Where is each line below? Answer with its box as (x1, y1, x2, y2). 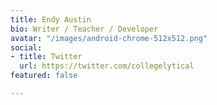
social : (10, 42, 43, 53)
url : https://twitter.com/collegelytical (19, 61, 195, 71)
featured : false (10, 71, 78, 81)
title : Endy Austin (10, 14, 92, 25)
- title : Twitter (10, 52, 83, 62)
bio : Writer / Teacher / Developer (10, 24, 159, 34)
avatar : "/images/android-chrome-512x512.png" (10, 33, 208, 43)
